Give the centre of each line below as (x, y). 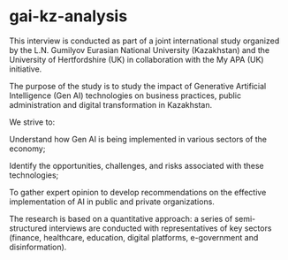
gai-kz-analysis (68, 16)
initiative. (26, 69)
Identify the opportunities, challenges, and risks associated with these (137, 165)
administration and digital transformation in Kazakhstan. (111, 104)
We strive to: (32, 122)
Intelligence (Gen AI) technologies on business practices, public (125, 96)
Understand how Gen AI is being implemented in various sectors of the (138, 139)
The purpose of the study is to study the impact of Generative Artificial (138, 86)
